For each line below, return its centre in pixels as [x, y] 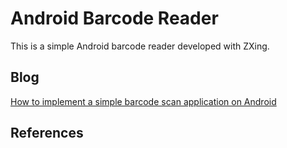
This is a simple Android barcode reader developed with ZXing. [140, 46]
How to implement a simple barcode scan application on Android [143, 101]
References [47, 133]
